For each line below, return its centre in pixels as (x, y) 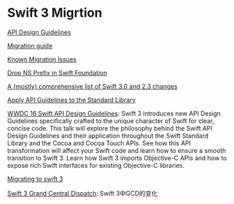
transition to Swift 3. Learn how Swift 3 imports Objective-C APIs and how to (117, 158)
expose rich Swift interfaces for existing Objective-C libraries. (96, 165)
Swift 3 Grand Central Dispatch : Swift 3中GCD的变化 (83, 193)
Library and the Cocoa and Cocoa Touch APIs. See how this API (99, 143)
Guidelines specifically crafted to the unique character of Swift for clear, (111, 121)
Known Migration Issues (42, 59)
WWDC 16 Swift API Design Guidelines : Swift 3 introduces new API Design (114, 113)
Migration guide (30, 45)
